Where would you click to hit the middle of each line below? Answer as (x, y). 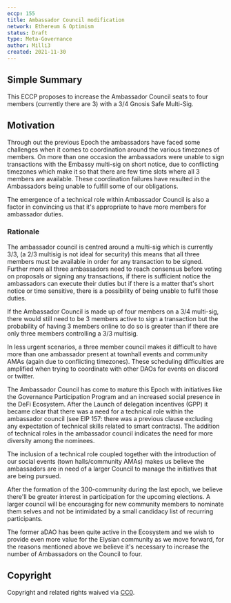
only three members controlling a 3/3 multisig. (73, 333)
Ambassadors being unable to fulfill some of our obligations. (93, 186)
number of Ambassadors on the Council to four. (75, 554)
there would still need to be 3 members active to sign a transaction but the (113, 318)
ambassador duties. (35, 214)
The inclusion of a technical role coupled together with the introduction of (112, 454)
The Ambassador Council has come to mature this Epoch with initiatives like (115, 389)
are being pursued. (34, 476)
